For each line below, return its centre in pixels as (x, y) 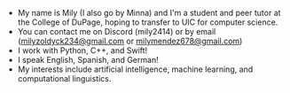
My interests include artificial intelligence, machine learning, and (135, 69)
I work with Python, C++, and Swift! (82, 50)
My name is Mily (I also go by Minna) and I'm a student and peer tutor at (149, 13)
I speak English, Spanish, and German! (88, 60)
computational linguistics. (64, 78)
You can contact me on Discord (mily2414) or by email (117, 31)
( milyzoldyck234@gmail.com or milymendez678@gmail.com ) (130, 41)
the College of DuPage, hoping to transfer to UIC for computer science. (148, 22)
